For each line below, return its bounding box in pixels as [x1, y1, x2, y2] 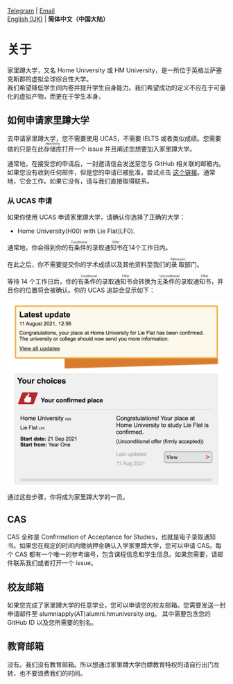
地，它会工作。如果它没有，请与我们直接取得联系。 [7, 177, 153, 185]
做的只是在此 [7, 145, 44, 153]
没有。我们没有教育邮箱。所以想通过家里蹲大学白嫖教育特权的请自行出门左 [7, 660, 220, 669]
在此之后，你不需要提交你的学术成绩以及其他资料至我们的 [7, 261, 171, 269]
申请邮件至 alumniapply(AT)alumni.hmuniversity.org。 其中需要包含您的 [7, 609, 212, 618]
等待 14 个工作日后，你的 [7, 277, 78, 286]
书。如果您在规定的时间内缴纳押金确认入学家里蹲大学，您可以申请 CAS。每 [7, 541, 222, 550]
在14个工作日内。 [122, 243, 172, 252]
